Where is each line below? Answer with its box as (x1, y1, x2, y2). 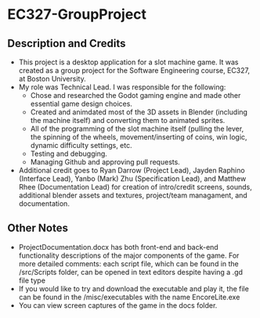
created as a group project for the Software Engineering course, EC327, (18, 66, 250, 75)
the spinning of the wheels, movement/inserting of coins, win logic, (30, 132, 247, 142)
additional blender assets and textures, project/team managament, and (18, 190, 247, 200)
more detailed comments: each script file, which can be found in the (18, 258, 240, 268)
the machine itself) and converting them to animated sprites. (30, 116, 226, 125)
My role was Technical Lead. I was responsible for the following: (18, 82, 226, 92)
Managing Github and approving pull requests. (30, 157, 181, 166)
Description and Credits (7, 37, 126, 50)
